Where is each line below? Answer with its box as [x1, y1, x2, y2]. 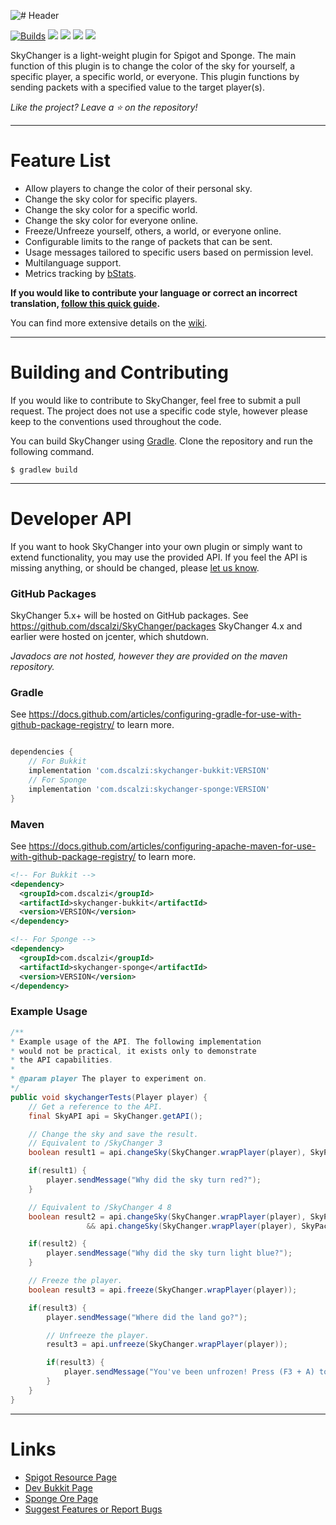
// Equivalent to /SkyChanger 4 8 [28, 1202, 172, 1212]
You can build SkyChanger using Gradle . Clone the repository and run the [10, 435, 313, 447]
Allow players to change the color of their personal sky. [24, 182, 253, 194]
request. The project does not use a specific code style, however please [10, 405, 308, 417]
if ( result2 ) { [28, 1239, 87, 1249]
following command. [10, 445, 95, 457]
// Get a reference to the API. [28, 1101, 163, 1112]
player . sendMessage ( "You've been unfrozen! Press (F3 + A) [63, 1367, 315, 1377]
